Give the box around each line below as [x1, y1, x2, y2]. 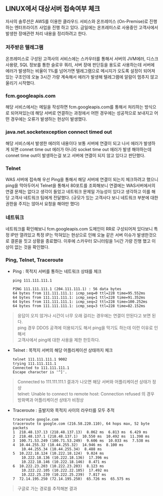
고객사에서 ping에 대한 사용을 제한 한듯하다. [17, 337, 100, 343]
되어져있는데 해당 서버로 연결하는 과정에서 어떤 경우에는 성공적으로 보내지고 [10, 110, 153, 116]
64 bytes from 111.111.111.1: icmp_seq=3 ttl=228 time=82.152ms [12, 303, 146, 308]
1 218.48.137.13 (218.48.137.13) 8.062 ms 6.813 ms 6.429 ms [12, 430, 147, 434]
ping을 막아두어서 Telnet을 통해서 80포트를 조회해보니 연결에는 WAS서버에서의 [5, 182, 156, 188]
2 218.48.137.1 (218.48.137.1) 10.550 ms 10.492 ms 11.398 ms [12, 434, 150, 439]
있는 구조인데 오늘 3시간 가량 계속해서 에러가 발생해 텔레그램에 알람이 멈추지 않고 [5, 74, 158, 80]
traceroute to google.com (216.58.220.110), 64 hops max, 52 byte [12, 421, 150, 426]
